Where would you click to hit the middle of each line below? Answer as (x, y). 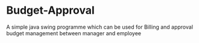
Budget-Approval (50, 10)
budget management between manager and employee (74, 33)
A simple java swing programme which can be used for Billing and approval (100, 27)
